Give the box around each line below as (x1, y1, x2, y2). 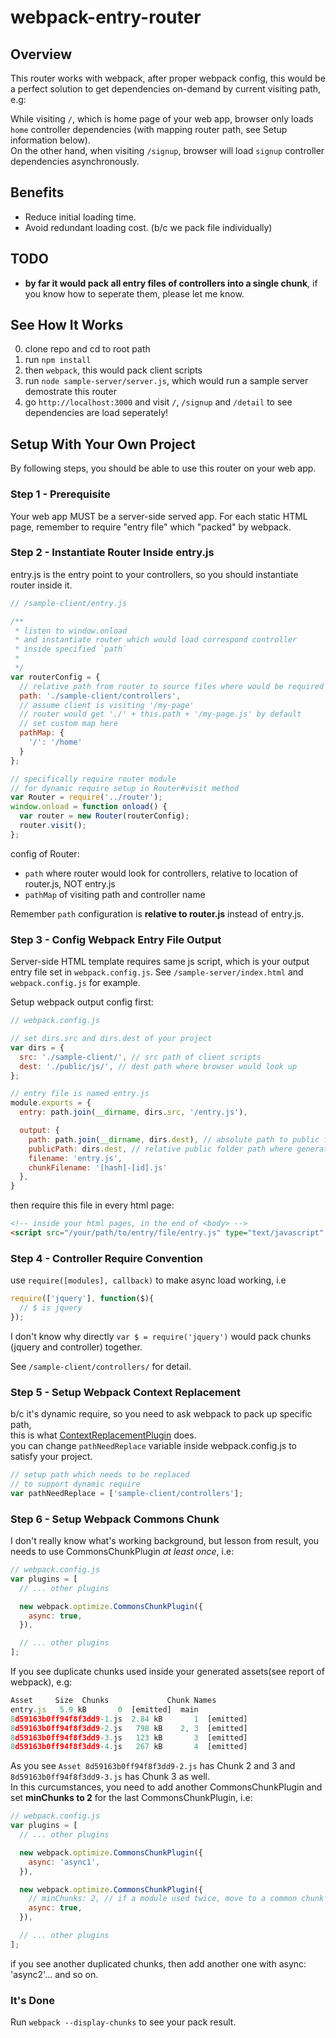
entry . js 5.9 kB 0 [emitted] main (10, 1704, 199, 1715)
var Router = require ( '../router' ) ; (10, 792, 163, 803)
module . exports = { (10, 1098, 92, 1108)
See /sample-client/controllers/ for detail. (10, 1360, 192, 1372)
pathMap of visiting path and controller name (24, 888, 206, 900)
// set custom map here (19, 719, 118, 729)
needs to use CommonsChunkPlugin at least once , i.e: (10, 1546, 235, 1558)
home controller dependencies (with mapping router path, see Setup (10, 124, 288, 135)
